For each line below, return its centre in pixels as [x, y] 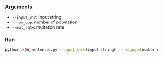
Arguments [19, 7]
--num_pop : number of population [45, 22]
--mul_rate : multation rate [38, 27]
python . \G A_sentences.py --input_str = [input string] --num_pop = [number [80, 50]
